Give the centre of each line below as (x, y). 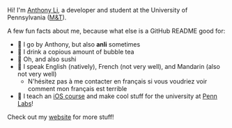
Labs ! (25, 103)
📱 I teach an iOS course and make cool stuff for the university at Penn (117, 96)
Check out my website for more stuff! (61, 117)
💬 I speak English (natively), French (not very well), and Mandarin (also (119, 66)
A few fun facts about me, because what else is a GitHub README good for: (116, 31)
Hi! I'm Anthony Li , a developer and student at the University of (98, 10)
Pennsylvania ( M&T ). (37, 17)
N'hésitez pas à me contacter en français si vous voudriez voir (117, 81)
